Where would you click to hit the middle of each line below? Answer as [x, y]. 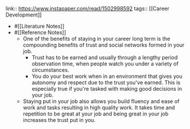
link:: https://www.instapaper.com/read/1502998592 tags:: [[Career [87, 9]
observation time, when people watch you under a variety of [105, 64]
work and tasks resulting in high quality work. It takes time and [99, 107]
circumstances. [50, 70]
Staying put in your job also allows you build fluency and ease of [101, 101]
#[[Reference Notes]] [40, 32]
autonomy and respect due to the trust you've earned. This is [106, 82]
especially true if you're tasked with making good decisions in [107, 89]
